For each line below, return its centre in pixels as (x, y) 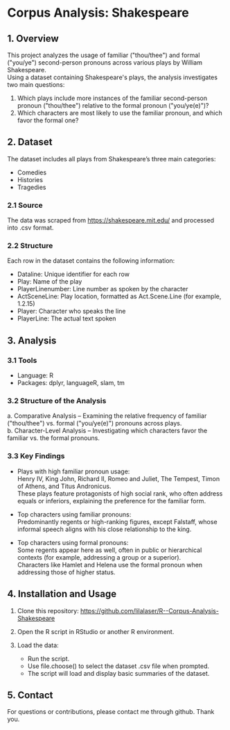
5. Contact (30, 695)
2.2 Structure (30, 246)
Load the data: (38, 645)
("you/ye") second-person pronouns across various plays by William (105, 63)
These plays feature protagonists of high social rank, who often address (120, 493)
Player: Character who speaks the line (71, 311)
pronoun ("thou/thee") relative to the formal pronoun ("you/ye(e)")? (113, 105)
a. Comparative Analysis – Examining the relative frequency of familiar (107, 416)
